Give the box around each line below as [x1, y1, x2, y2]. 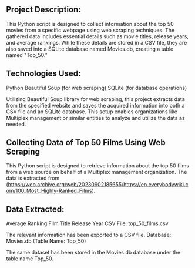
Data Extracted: [6, 204, 65, 214]
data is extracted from [6, 175, 60, 182]
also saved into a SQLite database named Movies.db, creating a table [6, 45, 174, 52]
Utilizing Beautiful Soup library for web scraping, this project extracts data [6, 95, 185, 102]
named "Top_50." [6, 51, 48, 58]
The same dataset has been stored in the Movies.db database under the [6, 249, 181, 256]
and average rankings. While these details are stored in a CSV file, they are [6, 39, 187, 46]
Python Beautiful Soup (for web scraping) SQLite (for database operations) [6, 84, 187, 91]
